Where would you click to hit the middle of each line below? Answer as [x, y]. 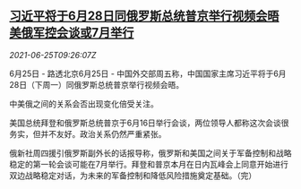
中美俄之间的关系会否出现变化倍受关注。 [84, 103]
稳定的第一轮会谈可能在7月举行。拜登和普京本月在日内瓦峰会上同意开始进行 [149, 164]
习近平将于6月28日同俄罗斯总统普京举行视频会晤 [144, 16]
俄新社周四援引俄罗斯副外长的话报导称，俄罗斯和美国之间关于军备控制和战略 [150, 153]
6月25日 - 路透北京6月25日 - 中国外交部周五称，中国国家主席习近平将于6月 [148, 73]
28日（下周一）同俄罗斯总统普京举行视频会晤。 [97, 84]
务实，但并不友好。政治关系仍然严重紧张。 [88, 133]
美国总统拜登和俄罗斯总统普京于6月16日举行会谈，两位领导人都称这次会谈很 [149, 123]
